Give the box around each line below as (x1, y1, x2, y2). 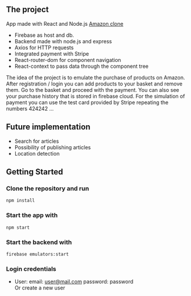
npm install (6, 198, 35, 204)
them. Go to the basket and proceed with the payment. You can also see (6, 86, 179, 93)
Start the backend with (6, 238, 72, 246)
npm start (6, 225, 30, 230)
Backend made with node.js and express (14, 37, 112, 44)
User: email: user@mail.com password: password (14, 278, 134, 285)
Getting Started (6, 167, 63, 177)
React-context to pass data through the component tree (14, 63, 148, 70)
